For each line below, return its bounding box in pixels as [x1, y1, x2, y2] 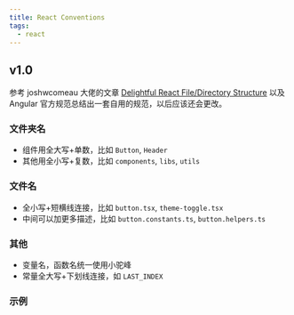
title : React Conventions [9, 12, 105, 22]
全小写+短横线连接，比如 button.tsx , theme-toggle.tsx [21, 202, 224, 213]
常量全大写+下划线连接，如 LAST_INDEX [21, 271, 163, 281]
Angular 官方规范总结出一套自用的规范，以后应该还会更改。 [9, 99, 227, 109]
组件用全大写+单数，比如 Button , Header [21, 144, 168, 156]
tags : [9, 21, 29, 30]
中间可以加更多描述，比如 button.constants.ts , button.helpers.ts [21, 213, 266, 223]
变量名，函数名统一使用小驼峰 [21, 260, 131, 271]
